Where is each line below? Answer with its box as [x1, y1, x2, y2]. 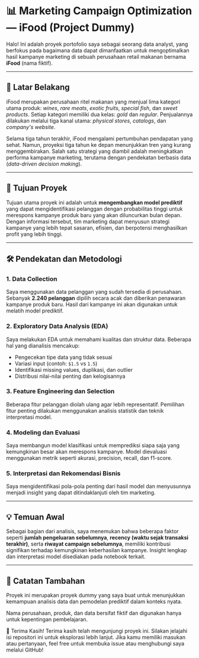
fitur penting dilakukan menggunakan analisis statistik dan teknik [6, 407, 164, 414]
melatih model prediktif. [6, 307, 64, 315]
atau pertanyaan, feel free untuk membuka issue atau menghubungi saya [6, 640, 185, 647]
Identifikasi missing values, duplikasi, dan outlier [14, 366, 133, 373]
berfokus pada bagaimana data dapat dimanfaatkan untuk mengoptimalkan [6, 46, 190, 54]
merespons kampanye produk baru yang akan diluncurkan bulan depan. [6, 211, 182, 218]
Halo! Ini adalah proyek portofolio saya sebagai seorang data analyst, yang [6, 40, 188, 48]
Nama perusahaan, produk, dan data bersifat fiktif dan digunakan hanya [6, 610, 182, 617]
